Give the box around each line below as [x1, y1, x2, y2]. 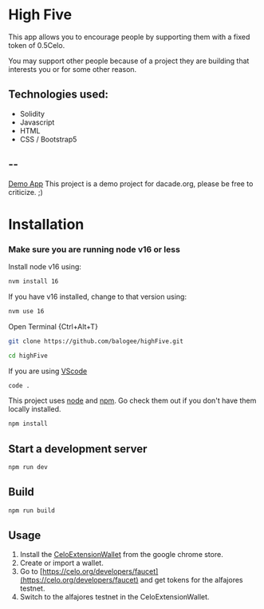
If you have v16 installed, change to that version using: [8, 292, 187, 301]
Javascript [19, 117, 55, 127]
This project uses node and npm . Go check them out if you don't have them [8, 396, 257, 405]
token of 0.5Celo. [8, 40, 65, 50]
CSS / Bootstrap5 [19, 134, 77, 144]
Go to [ [19, 567, 43, 576]
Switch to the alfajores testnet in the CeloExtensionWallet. [19, 592, 210, 602]
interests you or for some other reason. [8, 64, 137, 74]
